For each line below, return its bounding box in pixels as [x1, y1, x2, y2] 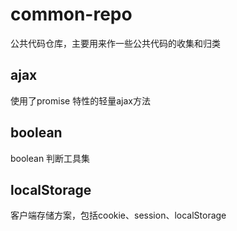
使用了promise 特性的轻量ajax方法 [10, 94, 151, 107]
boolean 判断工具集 [10, 152, 91, 164]
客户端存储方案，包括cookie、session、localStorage [10, 209, 227, 222]
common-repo [10, 3, 133, 26]
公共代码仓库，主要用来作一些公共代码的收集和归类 [10, 37, 221, 49]
